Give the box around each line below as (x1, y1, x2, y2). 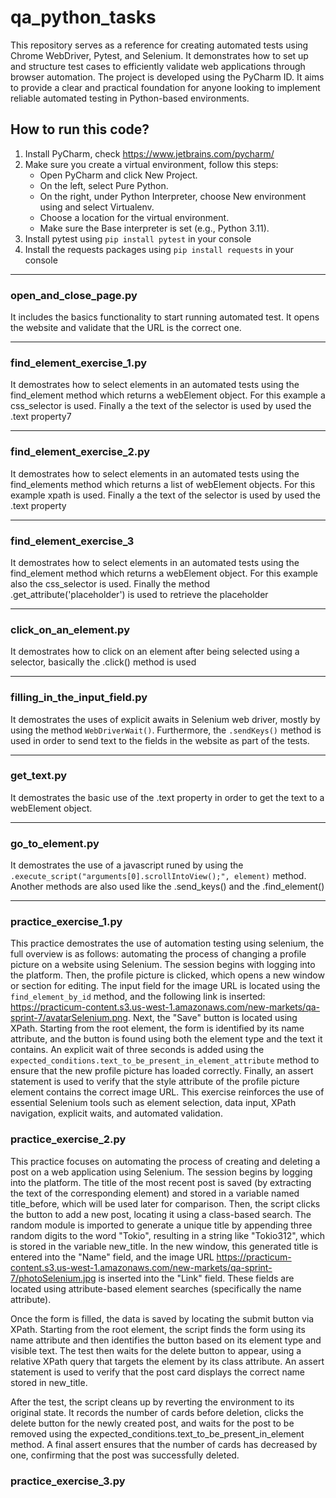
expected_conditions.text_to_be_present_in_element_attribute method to (10, 1054, 320, 1066)
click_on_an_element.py (10, 622, 130, 636)
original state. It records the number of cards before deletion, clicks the (10, 1406, 305, 1418)
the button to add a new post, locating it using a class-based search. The (10, 1208, 312, 1220)
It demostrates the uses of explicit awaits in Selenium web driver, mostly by (10, 713, 321, 725)
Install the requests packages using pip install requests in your (24, 243, 295, 255)
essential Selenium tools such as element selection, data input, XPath (10, 1097, 297, 1109)
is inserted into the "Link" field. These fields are (98, 1272, 295, 1284)
